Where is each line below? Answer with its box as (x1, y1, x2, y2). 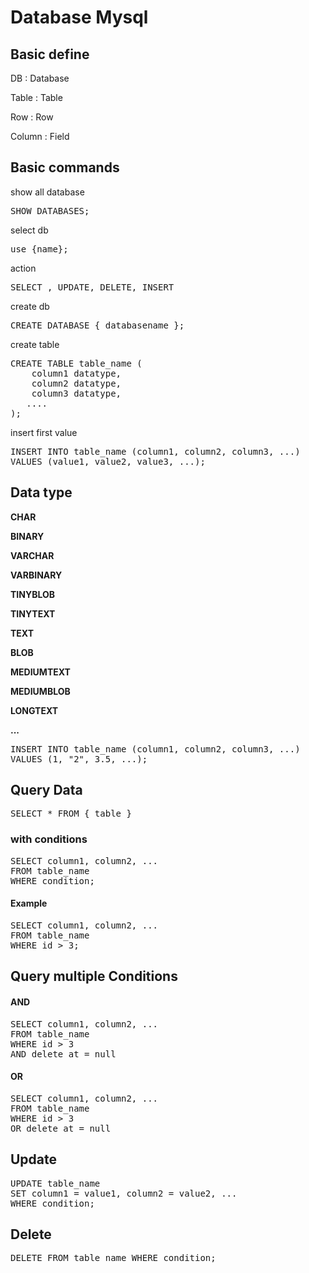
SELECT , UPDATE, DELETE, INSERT (10, 281, 175, 293)
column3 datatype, (31, 387, 122, 399)
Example (10, 897, 48, 910)
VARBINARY (10, 569, 63, 581)
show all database (10, 186, 85, 198)
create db (10, 300, 50, 312)
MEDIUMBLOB (10, 685, 71, 697)
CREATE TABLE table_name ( (10, 357, 143, 369)
